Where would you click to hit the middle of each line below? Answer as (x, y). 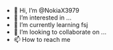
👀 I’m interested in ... (42, 18)
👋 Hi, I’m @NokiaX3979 (47, 10)
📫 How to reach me (42, 40)
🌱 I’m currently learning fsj (51, 25)
